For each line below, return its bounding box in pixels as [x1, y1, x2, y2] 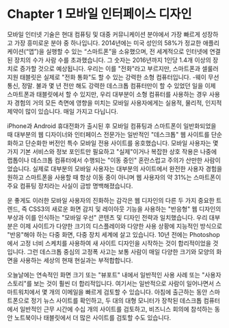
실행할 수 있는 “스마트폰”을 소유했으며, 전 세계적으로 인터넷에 [45, 47, 208, 55]
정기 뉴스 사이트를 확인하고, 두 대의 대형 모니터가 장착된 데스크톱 [30, 296, 202, 305]
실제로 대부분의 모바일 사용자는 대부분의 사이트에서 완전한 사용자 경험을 [32, 164, 223, 173]
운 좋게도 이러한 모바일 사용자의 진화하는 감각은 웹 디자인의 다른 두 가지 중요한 [7, 196, 215, 204]
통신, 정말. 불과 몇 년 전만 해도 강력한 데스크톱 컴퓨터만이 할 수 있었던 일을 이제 [7, 81, 217, 90]
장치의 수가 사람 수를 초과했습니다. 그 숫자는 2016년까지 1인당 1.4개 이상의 [14, 55, 212, 64]
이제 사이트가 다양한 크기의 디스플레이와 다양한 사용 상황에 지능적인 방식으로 [19, 222, 223, 230]
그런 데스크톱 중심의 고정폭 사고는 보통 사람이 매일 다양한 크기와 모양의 [27, 247, 215, 255]
